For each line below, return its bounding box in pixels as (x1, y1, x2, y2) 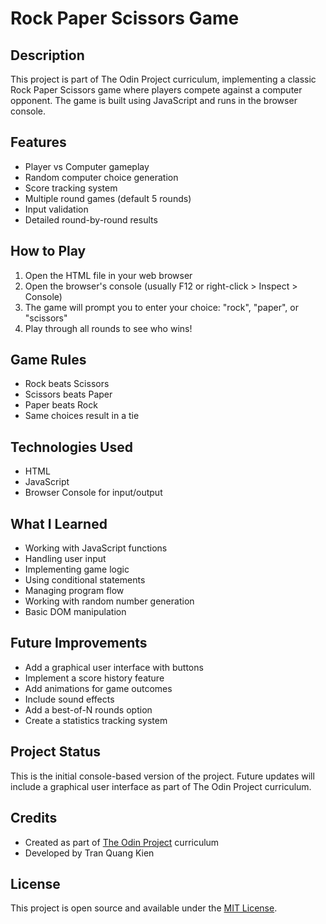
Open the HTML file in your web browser (24, 269, 193, 281)
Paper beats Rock (24, 399, 98, 411)
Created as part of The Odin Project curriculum (24, 836, 220, 848)
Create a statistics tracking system (24, 714, 168, 726)
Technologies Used (10, 438, 133, 456)
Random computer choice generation (24, 171, 179, 183)
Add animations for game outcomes (24, 682, 173, 694)
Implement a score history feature (24, 672, 165, 684)
